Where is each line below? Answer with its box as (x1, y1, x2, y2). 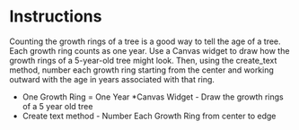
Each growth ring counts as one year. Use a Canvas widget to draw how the (9, 45, 290, 56)
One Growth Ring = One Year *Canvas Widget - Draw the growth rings (22, 91, 285, 102)
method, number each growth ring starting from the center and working (9, 65, 274, 75)
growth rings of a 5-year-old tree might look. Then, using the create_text (9, 55, 277, 65)
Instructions (9, 6, 102, 27)
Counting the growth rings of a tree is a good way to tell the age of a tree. (9, 36, 281, 47)
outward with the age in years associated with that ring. (9, 74, 215, 84)
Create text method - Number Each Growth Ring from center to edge (22, 110, 277, 121)
